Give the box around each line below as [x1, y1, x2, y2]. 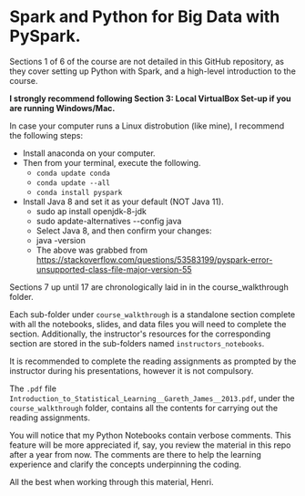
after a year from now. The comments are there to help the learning [9, 449, 262, 460]
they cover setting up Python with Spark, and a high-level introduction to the [9, 66, 296, 77]
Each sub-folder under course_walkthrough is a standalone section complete [9, 308, 296, 320]
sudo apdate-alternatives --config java [36, 215, 182, 226]
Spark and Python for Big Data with [9, 6, 280, 27]
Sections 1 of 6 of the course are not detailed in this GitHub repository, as [9, 56, 285, 67]
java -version [36, 234, 86, 245]
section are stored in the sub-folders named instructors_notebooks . [9, 337, 265, 348]
